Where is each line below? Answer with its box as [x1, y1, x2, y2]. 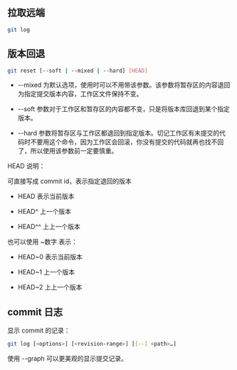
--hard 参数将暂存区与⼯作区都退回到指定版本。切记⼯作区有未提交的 [17, 129, 220, 138]
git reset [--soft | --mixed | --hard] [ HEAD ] [7, 67, 148, 74]
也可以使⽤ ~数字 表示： [7, 237, 78, 246]
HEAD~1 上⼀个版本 [17, 268, 75, 277]
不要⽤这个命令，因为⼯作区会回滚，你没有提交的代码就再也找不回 [30, 138, 224, 146]
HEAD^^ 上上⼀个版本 [17, 222, 80, 231]
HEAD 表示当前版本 [17, 192, 75, 201]
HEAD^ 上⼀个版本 [17, 207, 71, 216]
